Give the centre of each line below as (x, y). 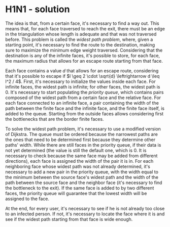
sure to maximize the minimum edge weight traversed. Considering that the (84, 50)
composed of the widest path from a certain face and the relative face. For (83, 98)
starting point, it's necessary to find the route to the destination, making (80, 44)
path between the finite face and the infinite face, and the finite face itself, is (85, 108)
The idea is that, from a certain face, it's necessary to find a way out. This (82, 23)
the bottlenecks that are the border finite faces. (55, 119)
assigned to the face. (27, 199)
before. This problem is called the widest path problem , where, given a (79, 39)
